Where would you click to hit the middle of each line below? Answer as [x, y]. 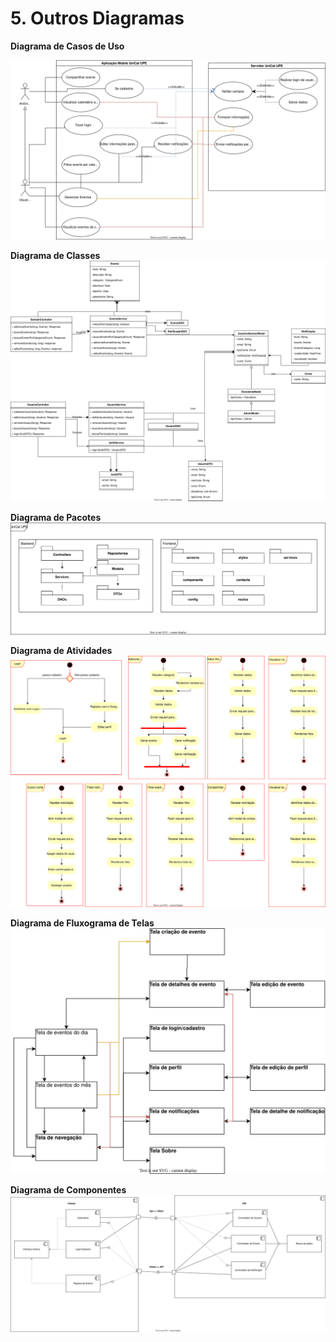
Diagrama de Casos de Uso [67, 46]
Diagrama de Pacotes [56, 518]
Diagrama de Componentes [68, 1189]
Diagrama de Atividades [61, 650]
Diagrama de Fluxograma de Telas [82, 923]
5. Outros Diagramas [97, 18]
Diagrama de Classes [55, 256]
